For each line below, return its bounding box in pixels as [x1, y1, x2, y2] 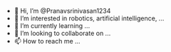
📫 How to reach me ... [14, 37, 81, 45]
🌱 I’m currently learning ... [14, 22, 90, 30]
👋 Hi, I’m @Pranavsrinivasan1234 [14, 7, 111, 15]
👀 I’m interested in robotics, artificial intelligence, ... [14, 14, 165, 22]
